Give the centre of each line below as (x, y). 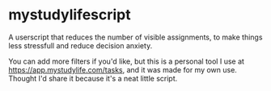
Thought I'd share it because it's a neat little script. (93, 78)
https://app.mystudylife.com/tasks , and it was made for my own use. (123, 69)
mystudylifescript (70, 15)
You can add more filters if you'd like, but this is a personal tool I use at (127, 61)
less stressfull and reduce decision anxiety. (80, 45)
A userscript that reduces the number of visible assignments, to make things (135, 37)
